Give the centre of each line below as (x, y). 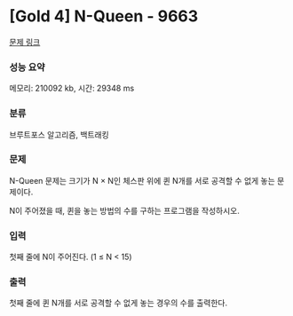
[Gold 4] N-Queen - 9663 (104, 16)
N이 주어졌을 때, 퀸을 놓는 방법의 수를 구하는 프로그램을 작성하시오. (124, 210)
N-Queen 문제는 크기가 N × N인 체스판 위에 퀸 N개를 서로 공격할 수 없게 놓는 (142, 180)
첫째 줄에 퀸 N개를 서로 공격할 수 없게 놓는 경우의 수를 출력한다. (119, 303)
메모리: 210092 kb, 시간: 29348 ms (72, 88)
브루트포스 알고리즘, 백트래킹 (59, 134)
